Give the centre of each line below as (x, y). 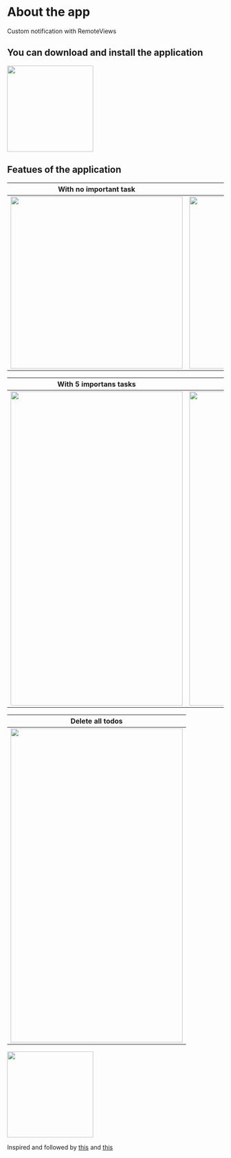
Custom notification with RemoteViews (62, 31)
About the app (49, 12)
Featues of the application (64, 170)
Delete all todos (97, 721)
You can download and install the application (105, 53)
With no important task (97, 189)
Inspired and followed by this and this (60, 1147)
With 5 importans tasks (97, 384)
